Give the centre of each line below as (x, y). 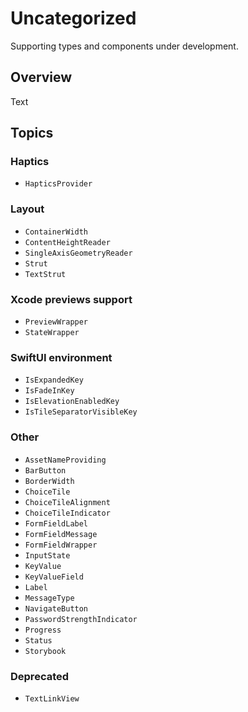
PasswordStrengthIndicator (81, 619)
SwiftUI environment (61, 357)
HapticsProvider (58, 184)
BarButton (45, 470)
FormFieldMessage (61, 534)
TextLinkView (52, 698)
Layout (27, 209)
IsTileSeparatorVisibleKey (81, 412)
